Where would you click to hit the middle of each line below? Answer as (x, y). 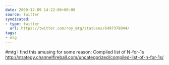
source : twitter (22, 14)
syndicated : (18, 19)
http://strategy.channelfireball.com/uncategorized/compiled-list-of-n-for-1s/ (84, 57)
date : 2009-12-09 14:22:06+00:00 (40, 10)
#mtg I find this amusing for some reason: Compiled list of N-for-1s (75, 52)
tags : (11, 33)
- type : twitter (22, 24)
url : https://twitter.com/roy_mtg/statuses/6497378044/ (70, 28)
